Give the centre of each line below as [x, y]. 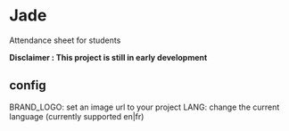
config [28, 86]
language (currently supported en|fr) [77, 116]
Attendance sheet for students [65, 40]
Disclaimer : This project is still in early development [108, 57]
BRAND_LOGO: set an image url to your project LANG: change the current [144, 107]
